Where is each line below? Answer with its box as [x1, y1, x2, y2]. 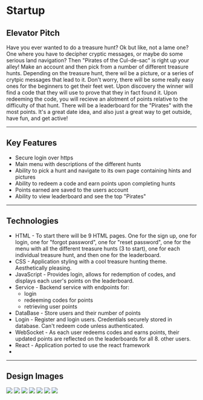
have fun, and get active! [6, 115, 68, 122]
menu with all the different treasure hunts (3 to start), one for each [14, 245, 180, 252]
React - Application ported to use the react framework [14, 341, 150, 348]
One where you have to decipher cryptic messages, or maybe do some [6, 50, 183, 58]
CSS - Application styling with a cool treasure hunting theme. [14, 258, 167, 265]
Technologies [6, 216, 59, 226]
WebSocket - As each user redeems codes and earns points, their [14, 328, 179, 336]
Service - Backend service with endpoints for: [14, 283, 130, 291]
